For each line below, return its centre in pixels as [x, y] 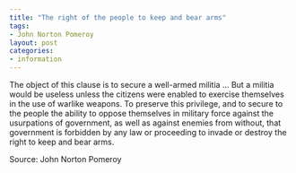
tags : [19, 26]
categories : [31, 51]
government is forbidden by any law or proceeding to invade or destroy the [148, 132]
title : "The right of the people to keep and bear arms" [118, 17]
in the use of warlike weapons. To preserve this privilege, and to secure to [146, 104]
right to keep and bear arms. [62, 142]
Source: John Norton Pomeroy [65, 159]
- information [36, 59]
